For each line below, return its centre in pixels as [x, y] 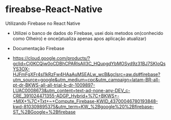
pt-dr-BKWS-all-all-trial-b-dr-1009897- [54, 85]
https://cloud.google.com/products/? [51, 58]
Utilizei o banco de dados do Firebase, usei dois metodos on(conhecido [88, 33]
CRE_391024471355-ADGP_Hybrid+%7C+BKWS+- [66, 96]
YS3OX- [21, 69]
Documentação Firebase [38, 48]
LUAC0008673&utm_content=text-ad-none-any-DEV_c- [72, 90]
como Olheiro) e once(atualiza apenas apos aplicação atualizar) [79, 38]
